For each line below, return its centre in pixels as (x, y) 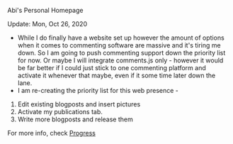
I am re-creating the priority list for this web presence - (98, 90)
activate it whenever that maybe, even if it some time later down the (116, 75)
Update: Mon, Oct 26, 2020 (47, 24)
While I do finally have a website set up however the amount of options (121, 38)
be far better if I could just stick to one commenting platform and (112, 68)
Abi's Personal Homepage (45, 10)
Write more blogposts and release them (75, 119)
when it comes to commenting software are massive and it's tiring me (119, 45)
